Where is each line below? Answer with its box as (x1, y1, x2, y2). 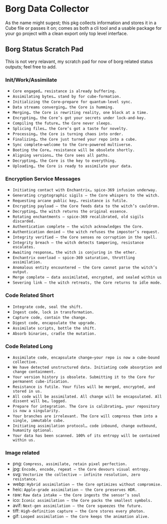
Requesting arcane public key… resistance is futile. (12, 199, 128, 204)
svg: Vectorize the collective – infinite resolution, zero (12, 472, 140, 478)
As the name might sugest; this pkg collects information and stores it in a (5, 20, 156, 26)
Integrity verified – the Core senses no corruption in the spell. (12, 235, 157, 240)
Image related (5, 449, 40, 456)
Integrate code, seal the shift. (12, 304, 83, 309)
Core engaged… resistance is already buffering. (12, 89, 117, 94)
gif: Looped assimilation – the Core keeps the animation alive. (12, 513, 150, 519)
